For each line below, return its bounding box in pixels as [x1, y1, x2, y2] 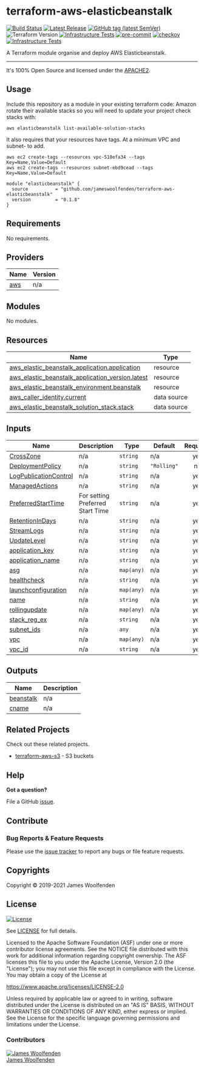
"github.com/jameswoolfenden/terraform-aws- [60, 186, 175, 192]
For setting [78, 491, 110, 500]
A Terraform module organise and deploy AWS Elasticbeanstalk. [6, 49, 167, 56]
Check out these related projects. [6, 740, 90, 748]
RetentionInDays [9, 516, 56, 524]
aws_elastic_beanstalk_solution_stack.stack [9, 403, 134, 411]
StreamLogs [9, 526, 44, 535]
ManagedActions [9, 481, 58, 490]
